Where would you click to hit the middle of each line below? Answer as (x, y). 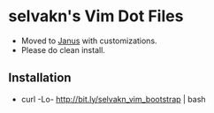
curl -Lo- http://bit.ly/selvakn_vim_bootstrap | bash (113, 99)
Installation (40, 78)
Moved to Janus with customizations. (89, 41)
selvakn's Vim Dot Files (96, 16)
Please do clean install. (63, 49)
